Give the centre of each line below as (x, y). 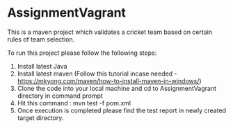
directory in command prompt (60, 96)
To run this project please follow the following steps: (82, 53)
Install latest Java (42, 66)
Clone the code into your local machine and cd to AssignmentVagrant (117, 88)
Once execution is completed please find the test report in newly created (122, 110)
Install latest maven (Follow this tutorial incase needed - (97, 74)
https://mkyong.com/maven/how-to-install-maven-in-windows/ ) (109, 80)
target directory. (40, 118)
